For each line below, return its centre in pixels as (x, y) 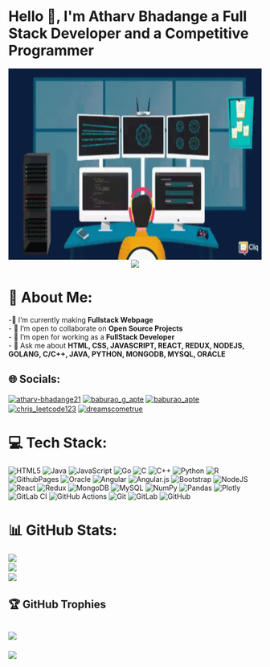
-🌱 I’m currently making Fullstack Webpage (81, 319)
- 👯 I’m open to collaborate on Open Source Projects (96, 328)
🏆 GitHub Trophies (57, 605)
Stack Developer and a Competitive (129, 33)
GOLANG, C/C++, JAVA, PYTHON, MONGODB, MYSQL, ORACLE (117, 354)
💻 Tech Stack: (58, 443)
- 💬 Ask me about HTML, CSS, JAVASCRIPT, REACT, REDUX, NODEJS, (127, 345)
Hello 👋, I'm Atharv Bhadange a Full (128, 16)
